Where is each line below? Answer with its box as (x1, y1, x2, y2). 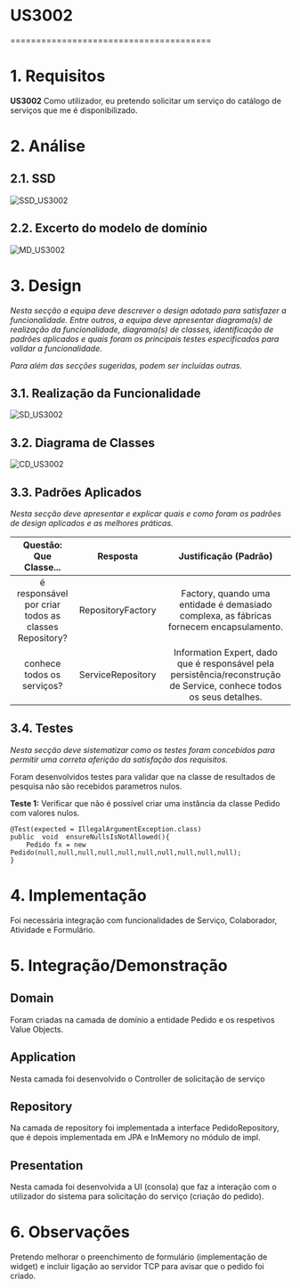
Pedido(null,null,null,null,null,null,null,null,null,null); (10, 847, 242, 857)
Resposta (97, 550, 139, 563)
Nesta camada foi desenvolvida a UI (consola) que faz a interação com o (10, 1181, 277, 1193)
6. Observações (10, 1222, 130, 1243)
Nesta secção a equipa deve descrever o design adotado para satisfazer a (10, 304, 288, 316)
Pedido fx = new (26, 840, 87, 849)
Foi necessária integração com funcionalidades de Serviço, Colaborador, (10, 914, 278, 926)
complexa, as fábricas (179, 610, 272, 622)
